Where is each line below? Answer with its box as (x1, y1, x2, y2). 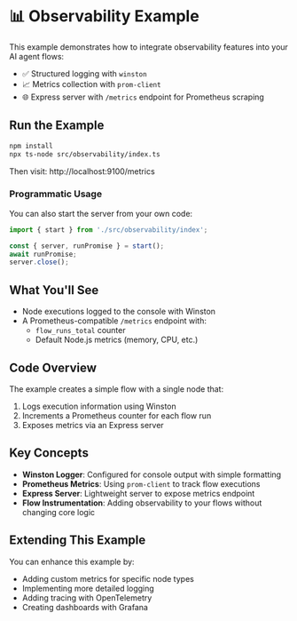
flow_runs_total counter (35, 325, 126, 336)
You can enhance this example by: (9, 556, 135, 567)
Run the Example (9, 118, 105, 133)
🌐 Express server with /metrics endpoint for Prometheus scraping (21, 92, 264, 102)
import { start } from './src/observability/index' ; (9, 225, 208, 235)
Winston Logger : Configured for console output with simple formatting (21, 469, 282, 480)
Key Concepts (9, 445, 89, 461)
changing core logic (21, 506, 96, 517)
